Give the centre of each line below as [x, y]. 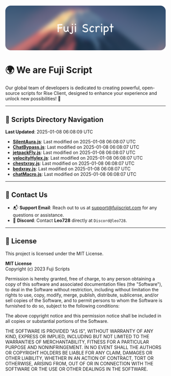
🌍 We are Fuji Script [49, 70]
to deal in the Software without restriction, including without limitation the [82, 289]
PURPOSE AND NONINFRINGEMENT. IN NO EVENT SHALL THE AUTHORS [83, 347]
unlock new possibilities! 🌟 [33, 99]
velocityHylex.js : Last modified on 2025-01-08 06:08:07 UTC [78, 158]
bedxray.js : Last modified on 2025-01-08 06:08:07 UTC [72, 169]
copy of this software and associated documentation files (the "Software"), [84, 284]
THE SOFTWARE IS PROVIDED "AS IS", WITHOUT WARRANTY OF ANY [79, 331]
